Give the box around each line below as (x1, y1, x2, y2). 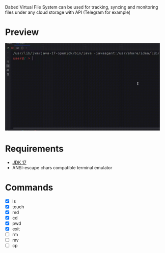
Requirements (5, 143, 64, 154)
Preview (5, 27, 39, 38)
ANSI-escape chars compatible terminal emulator (12, 164, 112, 170)
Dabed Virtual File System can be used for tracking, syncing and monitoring (5, 4, 159, 10)
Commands (5, 182, 54, 193)
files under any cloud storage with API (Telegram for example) (5, 9, 131, 15)
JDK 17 (12, 159, 27, 165)
